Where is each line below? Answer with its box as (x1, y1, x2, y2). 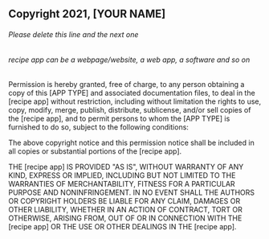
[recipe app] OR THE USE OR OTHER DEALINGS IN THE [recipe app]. (8, 222, 237, 232)
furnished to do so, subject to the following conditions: (8, 122, 189, 132)
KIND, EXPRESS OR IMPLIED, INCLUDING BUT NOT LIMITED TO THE (8, 171, 236, 180)
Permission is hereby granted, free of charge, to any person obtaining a (8, 80, 245, 89)
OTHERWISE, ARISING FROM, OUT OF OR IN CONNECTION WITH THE (8, 213, 243, 223)
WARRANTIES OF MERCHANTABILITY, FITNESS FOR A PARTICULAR (8, 179, 235, 189)
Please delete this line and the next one (8, 29, 139, 39)
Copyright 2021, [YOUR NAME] (8, 7, 166, 21)
